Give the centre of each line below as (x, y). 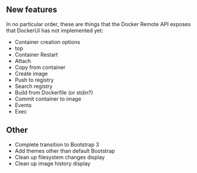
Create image (31, 73)
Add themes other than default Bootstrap (65, 150)
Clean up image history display (53, 163)
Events (23, 105)
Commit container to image (48, 99)
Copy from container (40, 67)
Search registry (34, 86)
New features (32, 10)
